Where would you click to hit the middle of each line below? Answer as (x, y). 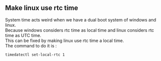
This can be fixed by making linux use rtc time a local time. (64, 41)
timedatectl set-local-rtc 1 (35, 55)
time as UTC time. (23, 35)
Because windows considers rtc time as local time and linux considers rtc (80, 30)
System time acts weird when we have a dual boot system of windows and (81, 20)
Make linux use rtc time (42, 8)
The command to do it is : (31, 45)
